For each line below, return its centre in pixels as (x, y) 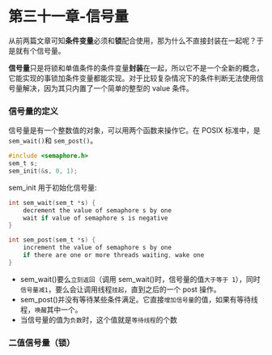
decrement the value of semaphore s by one (98, 210)
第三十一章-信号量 (69, 17)
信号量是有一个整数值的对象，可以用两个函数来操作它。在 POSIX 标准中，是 (134, 130)
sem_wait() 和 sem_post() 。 (53, 141)
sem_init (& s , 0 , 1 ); (43, 171)
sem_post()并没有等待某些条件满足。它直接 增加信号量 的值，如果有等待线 (139, 299)
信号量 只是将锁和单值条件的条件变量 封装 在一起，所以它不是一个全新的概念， (136, 68)
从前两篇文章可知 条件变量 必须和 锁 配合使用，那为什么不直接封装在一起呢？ (132, 41)
